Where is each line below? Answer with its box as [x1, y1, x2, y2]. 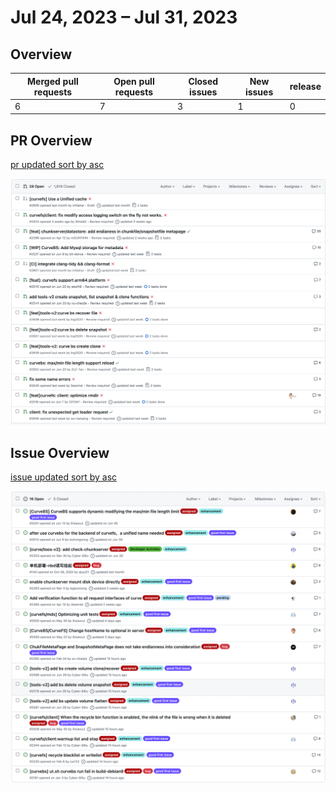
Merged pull [27, 75, 79, 87]
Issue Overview [10, 444, 110, 461]
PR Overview [10, 132, 93, 149]
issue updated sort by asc [10, 471, 118, 483]
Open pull [113, 75, 155, 87]
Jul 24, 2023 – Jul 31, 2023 [10, 6, 238, 29]
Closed [188, 75, 219, 87]
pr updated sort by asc [10, 159, 105, 171]
